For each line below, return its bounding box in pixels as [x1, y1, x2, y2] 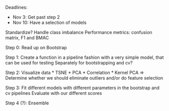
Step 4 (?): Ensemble [5, 100, 49, 106]
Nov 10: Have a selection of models [12, 20, 87, 25]
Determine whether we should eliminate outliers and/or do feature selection [5, 75, 163, 81]
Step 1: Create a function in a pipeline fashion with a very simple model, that [5, 54, 164, 60]
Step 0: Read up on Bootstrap [5, 45, 67, 50]
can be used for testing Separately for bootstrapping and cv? [5, 60, 133, 65]
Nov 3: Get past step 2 [12, 14, 60, 20]
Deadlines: [5, 5, 28, 10]
